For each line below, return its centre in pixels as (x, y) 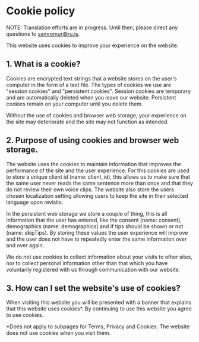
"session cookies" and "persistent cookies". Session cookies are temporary (99, 91)
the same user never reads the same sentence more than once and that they (100, 183)
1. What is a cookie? (43, 64)
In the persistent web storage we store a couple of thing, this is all (87, 213)
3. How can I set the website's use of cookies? (94, 288)
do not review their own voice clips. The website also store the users (90, 189)
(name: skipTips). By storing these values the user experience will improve (97, 232)
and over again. (25, 245)
